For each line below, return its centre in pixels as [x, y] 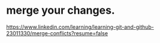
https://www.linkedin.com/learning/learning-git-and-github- [80, 27]
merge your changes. [61, 10]
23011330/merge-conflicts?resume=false [57, 33]
